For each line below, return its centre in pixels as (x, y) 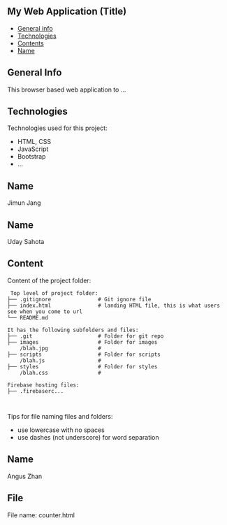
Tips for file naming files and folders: (60, 416)
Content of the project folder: (49, 280)
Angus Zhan (25, 476)
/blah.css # (60, 373)
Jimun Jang (24, 203)
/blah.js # (60, 360)
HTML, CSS (34, 142)
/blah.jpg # (60, 348)
